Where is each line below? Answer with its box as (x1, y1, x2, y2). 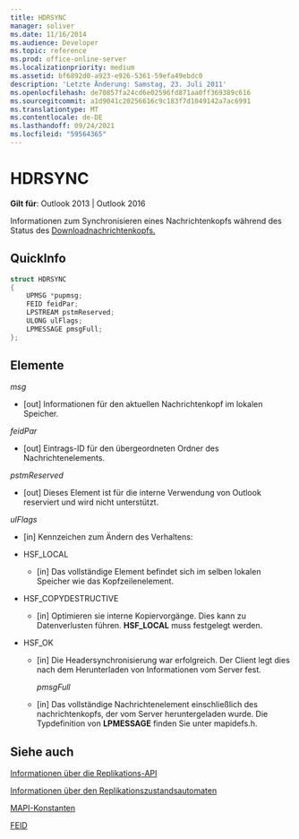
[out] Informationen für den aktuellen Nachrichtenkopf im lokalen (22, 399, 263, 410)
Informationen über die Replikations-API (10, 768, 158, 779)
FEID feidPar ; (26, 299, 79, 309)
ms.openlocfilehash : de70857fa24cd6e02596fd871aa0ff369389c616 (10, 88, 252, 97)
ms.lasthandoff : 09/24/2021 (10, 122, 115, 131)
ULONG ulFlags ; (26, 316, 83, 325)
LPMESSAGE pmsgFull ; (26, 324, 103, 333)
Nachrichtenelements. (22, 453, 106, 463)
